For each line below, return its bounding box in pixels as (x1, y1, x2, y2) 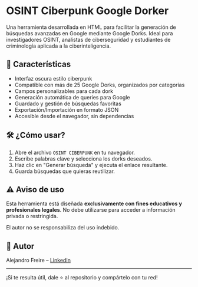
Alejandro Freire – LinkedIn (6, 257, 71, 264)
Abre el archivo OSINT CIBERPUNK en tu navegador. (14, 149, 136, 156)
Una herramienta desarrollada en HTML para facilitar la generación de (6, 24, 176, 31)
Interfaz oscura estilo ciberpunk (14, 75, 93, 82)
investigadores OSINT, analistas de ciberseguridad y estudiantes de (6, 36, 171, 43)
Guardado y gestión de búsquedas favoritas (14, 100, 122, 107)
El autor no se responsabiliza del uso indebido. (6, 224, 120, 231)
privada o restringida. (6, 213, 58, 220)
